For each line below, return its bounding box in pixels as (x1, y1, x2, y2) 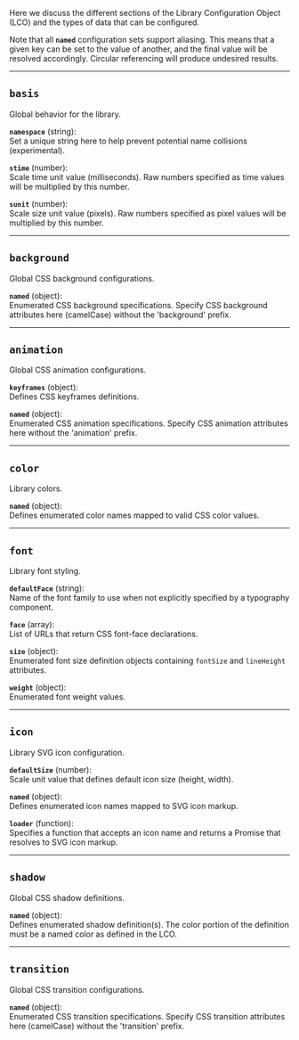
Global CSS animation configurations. (9, 364, 147, 375)
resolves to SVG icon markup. (9, 837, 118, 848)
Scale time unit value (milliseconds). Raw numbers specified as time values (9, 171, 285, 182)
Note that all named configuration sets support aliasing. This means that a (9, 35, 275, 45)
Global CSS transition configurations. (9, 984, 145, 995)
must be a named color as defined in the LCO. (9, 929, 178, 939)
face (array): (9, 619, 55, 630)
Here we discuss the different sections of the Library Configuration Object (9, 8, 281, 18)
